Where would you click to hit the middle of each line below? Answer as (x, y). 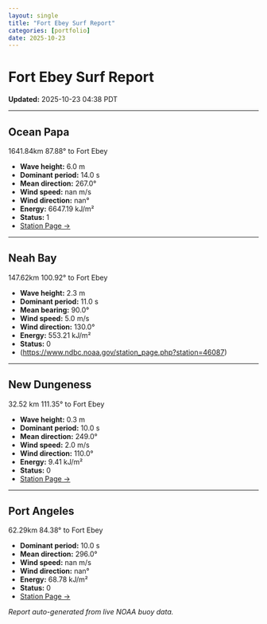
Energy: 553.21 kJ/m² (55, 335)
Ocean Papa (39, 132)
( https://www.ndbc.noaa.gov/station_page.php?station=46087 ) (124, 352)
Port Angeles (41, 511)
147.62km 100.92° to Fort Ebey (58, 277)
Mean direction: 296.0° (58, 554)
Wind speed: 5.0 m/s (54, 318)
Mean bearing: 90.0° (54, 310)
